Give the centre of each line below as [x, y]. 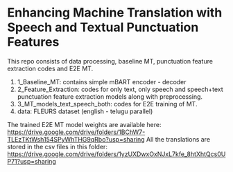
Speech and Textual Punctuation [103, 27]
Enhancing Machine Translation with [115, 13]
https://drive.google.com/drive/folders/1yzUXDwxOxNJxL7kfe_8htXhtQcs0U [116, 154]
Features [33, 42]
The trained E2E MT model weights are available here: [84, 124]
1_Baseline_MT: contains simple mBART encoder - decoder [102, 82]
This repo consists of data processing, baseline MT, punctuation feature [110, 61]
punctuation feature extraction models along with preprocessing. [110, 96]
